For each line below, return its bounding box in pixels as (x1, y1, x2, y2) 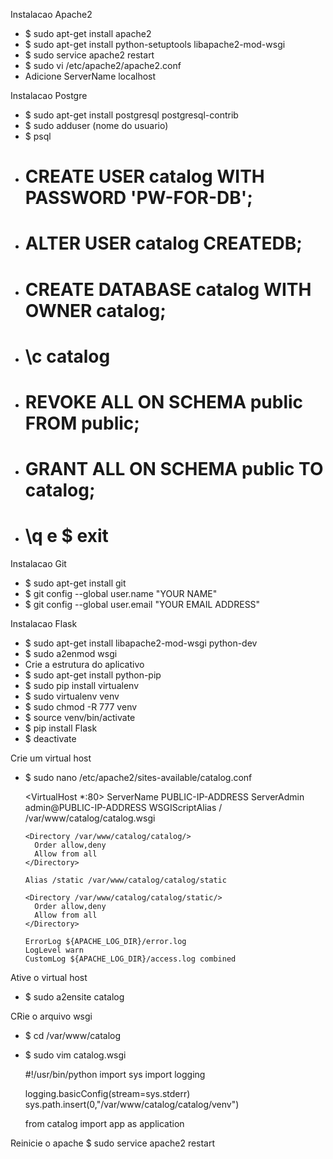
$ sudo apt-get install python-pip (24, 669, 162, 681)
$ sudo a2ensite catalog (24, 991, 125, 1003)
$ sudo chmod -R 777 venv (24, 701, 138, 713)
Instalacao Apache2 (10, 9, 93, 20)
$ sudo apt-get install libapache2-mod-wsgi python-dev (24, 637, 258, 649)
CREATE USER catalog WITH (24, 165, 265, 188)
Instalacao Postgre (10, 90, 88, 101)
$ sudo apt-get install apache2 (24, 28, 152, 39)
